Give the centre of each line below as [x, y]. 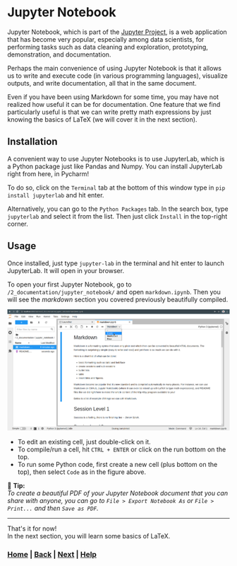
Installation [32, 142]
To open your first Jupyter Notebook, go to [69, 284]
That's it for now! [32, 529]
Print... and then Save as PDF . [53, 508]
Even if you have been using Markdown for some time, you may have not [113, 97]
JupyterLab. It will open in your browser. [66, 270]
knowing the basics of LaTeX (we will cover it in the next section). [102, 119]
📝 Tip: [16, 486]
